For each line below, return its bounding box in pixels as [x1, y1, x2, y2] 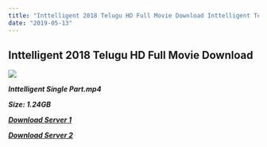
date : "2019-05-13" [8, 19, 73, 27]
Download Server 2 [8, 130, 74, 140]
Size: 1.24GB [8, 100, 52, 110]
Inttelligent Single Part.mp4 [8, 84, 102, 94]
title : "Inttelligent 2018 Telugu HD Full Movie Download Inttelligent [8, 11, 250, 20]
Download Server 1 [8, 115, 72, 125]
